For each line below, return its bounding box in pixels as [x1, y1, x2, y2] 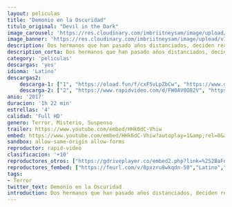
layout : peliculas [7, 10, 60, 17]
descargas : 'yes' [7, 61, 57, 68]
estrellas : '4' [7, 106, 51, 113]
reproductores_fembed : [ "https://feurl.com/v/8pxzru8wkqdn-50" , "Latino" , [7, 164, 224, 171]
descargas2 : [7, 74, 41, 81]
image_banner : [7, 36, 48, 43]
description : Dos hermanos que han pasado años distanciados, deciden [7, 42, 215, 49]
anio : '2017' [7, 94, 45, 101]
